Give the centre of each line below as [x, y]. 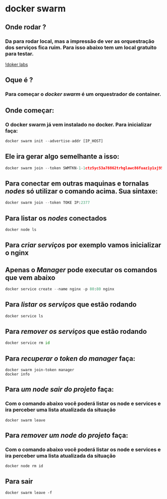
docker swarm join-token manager [40, 370]
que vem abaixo [30, 277]
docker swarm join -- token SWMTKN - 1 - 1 [45, 168]
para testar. [19, 54]
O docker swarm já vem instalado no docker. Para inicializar [79, 124]
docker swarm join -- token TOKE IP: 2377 [48, 203]
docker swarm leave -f [29, 493]
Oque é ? [19, 80]
